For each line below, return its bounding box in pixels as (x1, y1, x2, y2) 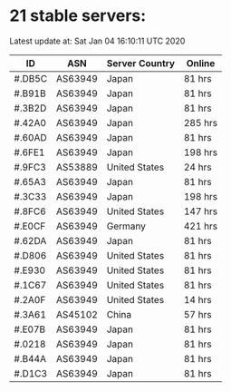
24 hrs (183, 161, 212, 173)
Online (186, 56, 216, 69)
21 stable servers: (9, 5, 147, 26)
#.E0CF (14, 220, 46, 232)
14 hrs (183, 293, 212, 306)
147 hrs (183, 205, 218, 218)
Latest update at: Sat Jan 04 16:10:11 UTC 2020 (9, 35, 186, 46)
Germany (106, 220, 147, 232)
